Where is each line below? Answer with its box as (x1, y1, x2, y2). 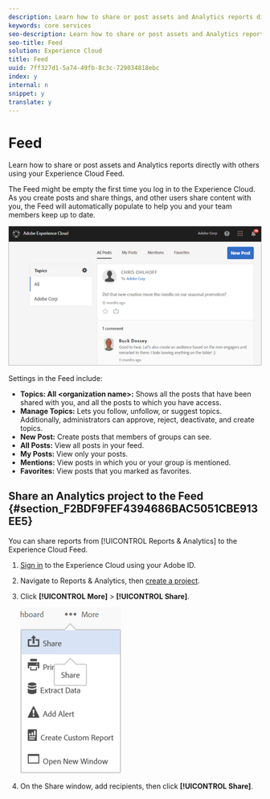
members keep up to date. (8, 210, 96, 220)
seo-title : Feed (8, 39, 63, 47)
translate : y (8, 97, 52, 106)
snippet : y (8, 89, 45, 97)
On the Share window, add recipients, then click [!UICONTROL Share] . (19, 781, 253, 791)
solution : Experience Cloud (8, 47, 103, 56)
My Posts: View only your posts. (19, 449, 129, 459)
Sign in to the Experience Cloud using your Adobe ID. (19, 560, 197, 569)
